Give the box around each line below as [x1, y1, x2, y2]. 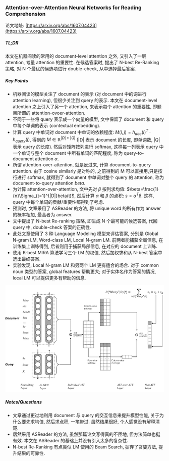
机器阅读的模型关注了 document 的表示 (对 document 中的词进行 [12, 91, 147, 97]
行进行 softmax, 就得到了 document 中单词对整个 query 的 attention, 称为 [12, 174, 164, 180]
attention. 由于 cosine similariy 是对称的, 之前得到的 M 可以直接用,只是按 [12, 168, 163, 174]
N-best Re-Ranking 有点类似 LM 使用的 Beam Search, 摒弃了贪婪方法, [12, 444, 158, 450]
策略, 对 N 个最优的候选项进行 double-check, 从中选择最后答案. [5, 66, 136, 72]
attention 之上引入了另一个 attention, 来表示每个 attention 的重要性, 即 [12, 104, 157, 110]
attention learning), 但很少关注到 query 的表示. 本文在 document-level [12, 98, 157, 104]
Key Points [5, 77, 29, 83]
